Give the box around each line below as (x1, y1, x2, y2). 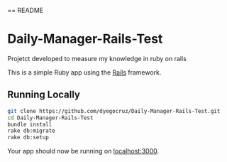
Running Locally (7, 89, 80, 101)
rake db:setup (7, 134, 50, 141)
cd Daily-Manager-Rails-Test (7, 114, 94, 121)
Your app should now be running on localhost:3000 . (7, 147, 160, 156)
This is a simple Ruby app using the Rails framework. (7, 67, 162, 77)
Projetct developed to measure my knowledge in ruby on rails (7, 54, 187, 63)
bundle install (7, 121, 52, 128)
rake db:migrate (7, 127, 55, 134)
